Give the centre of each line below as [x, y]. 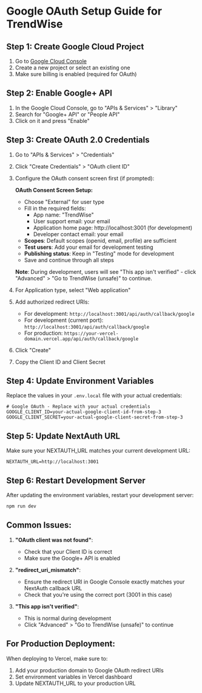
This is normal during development [68, 618]
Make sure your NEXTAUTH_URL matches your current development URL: [99, 451]
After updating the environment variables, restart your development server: [100, 495]
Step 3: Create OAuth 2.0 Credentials [78, 140]
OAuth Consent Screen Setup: [54, 190]
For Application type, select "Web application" [73, 290]
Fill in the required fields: [55, 208]
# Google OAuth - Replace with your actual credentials [78, 407]
